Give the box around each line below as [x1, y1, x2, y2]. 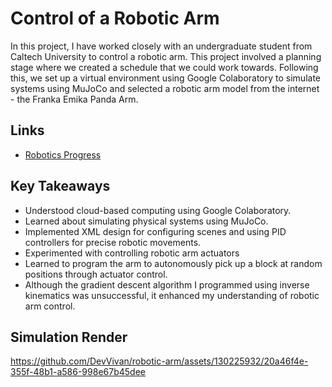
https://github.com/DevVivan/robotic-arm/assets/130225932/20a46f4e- [10, 355, 309, 367]
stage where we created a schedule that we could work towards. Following [10, 61, 319, 73]
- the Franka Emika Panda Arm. [10, 93, 139, 105]
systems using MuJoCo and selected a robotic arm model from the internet [10, 82, 320, 94]
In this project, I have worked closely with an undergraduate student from [10, 40, 313, 52]
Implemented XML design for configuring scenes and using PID [24, 225, 287, 237]
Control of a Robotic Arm [10, 7, 220, 30]
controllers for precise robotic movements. [24, 236, 202, 248]
